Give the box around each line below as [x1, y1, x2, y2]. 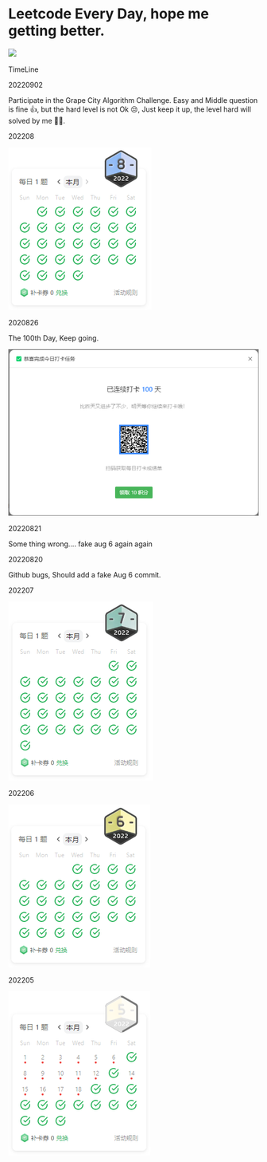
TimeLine [8, 65, 39, 74]
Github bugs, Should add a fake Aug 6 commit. [8, 569, 161, 579]
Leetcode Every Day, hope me [8, 5, 209, 23]
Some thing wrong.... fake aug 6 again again [8, 539, 153, 549]
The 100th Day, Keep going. [8, 333, 99, 343]
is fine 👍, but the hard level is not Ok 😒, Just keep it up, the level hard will [8, 104, 252, 114]
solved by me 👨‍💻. [8, 116, 66, 125]
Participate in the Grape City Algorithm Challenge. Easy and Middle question [8, 95, 258, 104]
